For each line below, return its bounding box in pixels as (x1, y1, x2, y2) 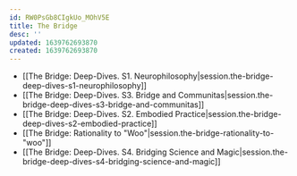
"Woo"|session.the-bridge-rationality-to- (123, 128, 275, 138)
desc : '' (9, 29, 42, 38)
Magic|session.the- (216, 147, 289, 157)
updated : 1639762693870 (9, 38, 98, 47)
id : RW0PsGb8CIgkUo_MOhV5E (9, 13, 110, 22)
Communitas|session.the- (177, 90, 274, 101)
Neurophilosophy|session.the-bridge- (133, 71, 274, 81)
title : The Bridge (9, 21, 78, 30)
